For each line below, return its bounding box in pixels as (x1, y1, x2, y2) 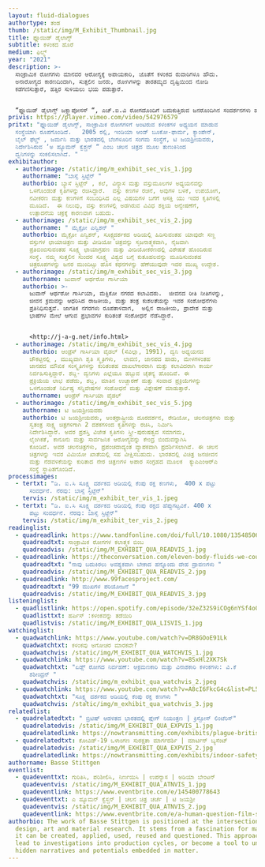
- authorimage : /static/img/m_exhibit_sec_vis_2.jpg (15, 216, 192, 224)
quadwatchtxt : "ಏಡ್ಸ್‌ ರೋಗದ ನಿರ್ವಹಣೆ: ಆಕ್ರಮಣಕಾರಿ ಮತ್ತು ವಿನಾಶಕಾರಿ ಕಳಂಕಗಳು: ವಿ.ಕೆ (22, 663, 237, 671)
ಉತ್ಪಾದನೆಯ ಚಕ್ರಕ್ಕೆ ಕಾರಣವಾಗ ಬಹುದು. (28, 208, 115, 217)
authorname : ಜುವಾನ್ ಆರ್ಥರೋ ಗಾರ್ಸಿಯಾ (22, 275, 129, 283)
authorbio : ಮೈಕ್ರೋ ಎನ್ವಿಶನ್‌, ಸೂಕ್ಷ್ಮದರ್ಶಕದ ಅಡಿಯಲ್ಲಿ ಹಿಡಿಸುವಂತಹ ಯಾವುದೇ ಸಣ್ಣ (22, 231, 216, 239)
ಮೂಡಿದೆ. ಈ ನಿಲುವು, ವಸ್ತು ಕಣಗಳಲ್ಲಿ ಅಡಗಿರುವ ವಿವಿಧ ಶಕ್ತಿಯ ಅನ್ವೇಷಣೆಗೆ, (28, 201, 200, 209)
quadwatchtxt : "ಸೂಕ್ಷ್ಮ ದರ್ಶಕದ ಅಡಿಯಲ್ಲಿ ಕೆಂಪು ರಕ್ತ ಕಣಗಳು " (22, 692, 178, 700)
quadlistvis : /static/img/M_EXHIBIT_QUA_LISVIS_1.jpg (22, 619, 203, 627)
